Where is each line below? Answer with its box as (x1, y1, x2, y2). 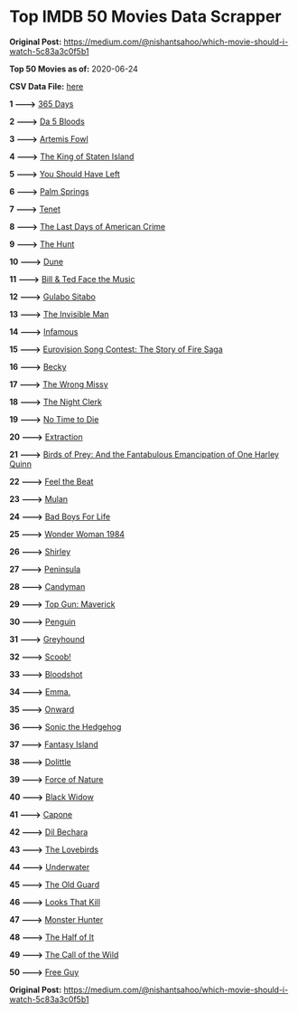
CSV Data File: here (9, 80, 84, 91)
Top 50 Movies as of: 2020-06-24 (9, 63, 138, 74)
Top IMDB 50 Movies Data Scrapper (9, 6, 282, 27)
